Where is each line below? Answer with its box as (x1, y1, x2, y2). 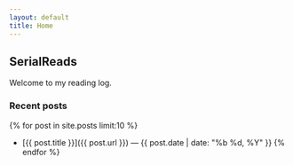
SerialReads (9, 54, 77, 69)
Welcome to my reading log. (9, 77, 113, 89)
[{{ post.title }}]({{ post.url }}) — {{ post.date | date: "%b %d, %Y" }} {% (21, 137, 286, 147)
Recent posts (9, 99, 68, 112)
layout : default (9, 12, 69, 22)
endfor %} (21, 146, 60, 157)
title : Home (9, 21, 53, 30)
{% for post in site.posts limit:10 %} (9, 120, 139, 130)
